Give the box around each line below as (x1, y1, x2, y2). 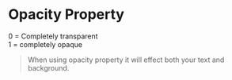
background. (27, 63, 70, 72)
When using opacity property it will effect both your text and (27, 55, 225, 64)
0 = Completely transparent (8, 31, 98, 41)
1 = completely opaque (8, 39, 83, 49)
